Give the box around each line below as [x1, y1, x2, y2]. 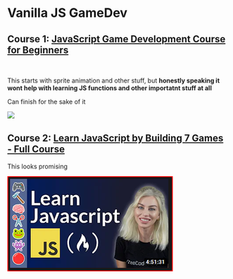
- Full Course [7, 143, 65, 156]
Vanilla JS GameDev [7, 5, 128, 21]
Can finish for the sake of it [7, 97, 86, 106]
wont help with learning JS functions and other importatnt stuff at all [7, 84, 213, 92]
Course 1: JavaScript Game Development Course [7, 33, 226, 45]
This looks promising [7, 162, 68, 170]
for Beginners [7, 44, 69, 56]
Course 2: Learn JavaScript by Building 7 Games [7, 132, 224, 144]
